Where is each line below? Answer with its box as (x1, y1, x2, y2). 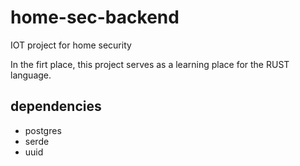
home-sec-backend (10, 6, 180, 29)
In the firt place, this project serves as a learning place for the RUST (10, 58, 290, 70)
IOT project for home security (10, 39, 132, 51)
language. (10, 69, 52, 81)
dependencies (10, 98, 102, 115)
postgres (24, 124, 62, 136)
